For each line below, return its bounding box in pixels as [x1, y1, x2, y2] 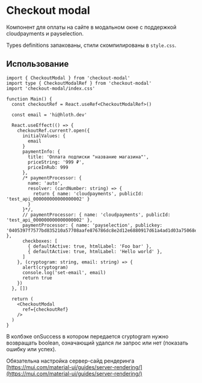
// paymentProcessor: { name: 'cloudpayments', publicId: [22, 212, 171, 218]
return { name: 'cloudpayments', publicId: [32, 191, 144, 197]
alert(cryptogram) [22, 264, 69, 271]
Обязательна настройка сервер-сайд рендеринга [6, 357, 135, 364]
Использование [6, 59, 69, 69]
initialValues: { [22, 133, 66, 139]
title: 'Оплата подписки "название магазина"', [28, 154, 149, 160]
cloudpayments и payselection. [6, 29, 84, 37]
